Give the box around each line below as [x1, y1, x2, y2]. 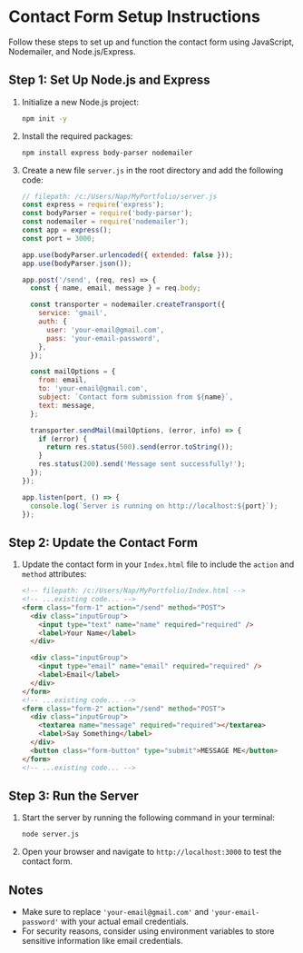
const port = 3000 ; [21, 233, 96, 243]
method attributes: [21, 569, 87, 580]
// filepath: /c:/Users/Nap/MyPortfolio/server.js [21, 192, 218, 201]
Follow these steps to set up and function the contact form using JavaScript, [8, 36, 295, 47]
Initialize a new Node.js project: [21, 96, 140, 107]
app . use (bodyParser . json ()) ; [21, 259, 132, 268]
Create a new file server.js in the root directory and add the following [21, 164, 284, 175]
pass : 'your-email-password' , [45, 333, 161, 342]
